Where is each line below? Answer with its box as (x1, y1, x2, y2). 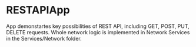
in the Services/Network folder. (6, 35, 82, 42)
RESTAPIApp (6, 3, 70, 17)
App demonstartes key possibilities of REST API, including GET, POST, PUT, (6, 23, 190, 30)
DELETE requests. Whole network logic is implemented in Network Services (6, 28, 190, 35)
